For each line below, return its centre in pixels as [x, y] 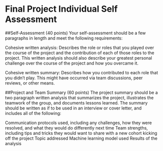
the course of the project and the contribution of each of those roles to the [80, 53]
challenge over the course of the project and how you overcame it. [72, 63]
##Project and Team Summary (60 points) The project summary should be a [81, 92]
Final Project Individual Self [61, 9]
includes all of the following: [33, 113]
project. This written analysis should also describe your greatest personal [79, 58]
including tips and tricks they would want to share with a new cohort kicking [81, 133]
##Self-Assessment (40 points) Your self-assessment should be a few [75, 33]
